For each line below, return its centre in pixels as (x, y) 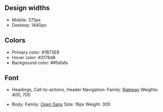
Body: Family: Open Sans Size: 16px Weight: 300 (61, 104)
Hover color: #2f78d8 (33, 57)
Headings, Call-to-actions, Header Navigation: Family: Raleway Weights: (85, 90)
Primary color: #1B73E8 (35, 52)
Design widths (27, 8)
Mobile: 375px (26, 20)
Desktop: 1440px (29, 25)
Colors (15, 40)
